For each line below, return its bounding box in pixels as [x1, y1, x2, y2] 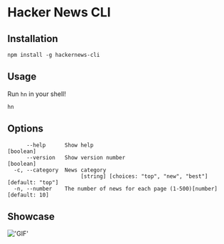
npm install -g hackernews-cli [7, 51, 100, 58]
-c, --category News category [14, 166, 107, 174]
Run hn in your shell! [7, 90, 66, 98]
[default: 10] [7, 191, 50, 198]
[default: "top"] [7, 179, 59, 186]
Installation [7, 33, 58, 45]
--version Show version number [26, 154, 126, 161]
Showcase [7, 211, 55, 223]
